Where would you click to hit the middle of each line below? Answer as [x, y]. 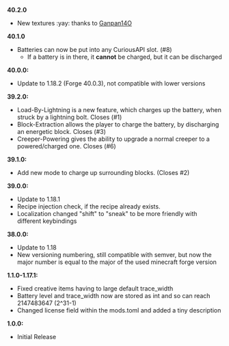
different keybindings [47, 221]
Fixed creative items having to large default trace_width [95, 289]
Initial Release [37, 337]
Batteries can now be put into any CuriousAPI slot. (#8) [94, 50]
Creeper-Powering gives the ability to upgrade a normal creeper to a [113, 139]
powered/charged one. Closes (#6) [66, 146]
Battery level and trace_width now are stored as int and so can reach [113, 296]
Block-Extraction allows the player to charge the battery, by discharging [118, 124]
